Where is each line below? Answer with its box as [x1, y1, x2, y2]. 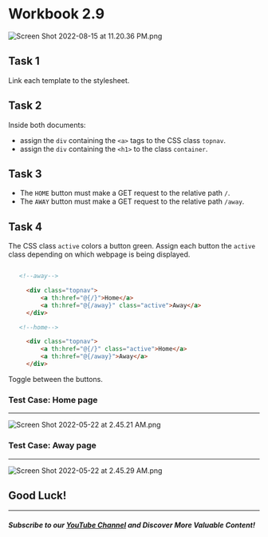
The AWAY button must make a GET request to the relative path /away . [19, 197, 245, 206]
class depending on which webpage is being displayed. [8, 249, 191, 260]
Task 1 [8, 54, 40, 68]
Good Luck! [8, 488, 67, 502]
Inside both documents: [8, 120, 86, 129]
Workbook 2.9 [8, 5, 105, 23]
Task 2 [8, 99, 42, 113]
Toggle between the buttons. [8, 374, 104, 384]
